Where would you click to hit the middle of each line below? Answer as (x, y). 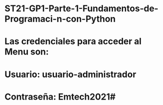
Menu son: (27, 52)
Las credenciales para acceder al (73, 41)
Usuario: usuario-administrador (70, 74)
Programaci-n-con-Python (60, 19)
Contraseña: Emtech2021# (60, 97)
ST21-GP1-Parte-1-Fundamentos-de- (81, 9)
